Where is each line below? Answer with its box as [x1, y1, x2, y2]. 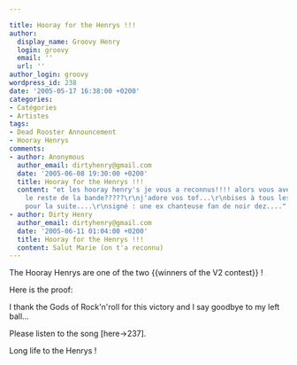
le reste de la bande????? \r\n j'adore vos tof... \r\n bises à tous [25, 194, 275, 203]
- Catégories [9, 103, 57, 112]
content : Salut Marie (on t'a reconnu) [17, 243, 164, 252]
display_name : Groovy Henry [17, 37, 121, 46]
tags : [9, 120, 29, 128]
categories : [9, 95, 53, 104]
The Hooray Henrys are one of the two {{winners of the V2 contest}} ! [9, 268, 263, 278]
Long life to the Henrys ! [9, 346, 97, 356]
